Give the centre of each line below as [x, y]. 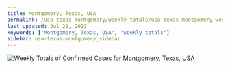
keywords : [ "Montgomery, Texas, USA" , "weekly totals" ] [88, 32]
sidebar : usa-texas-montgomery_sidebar [64, 39]
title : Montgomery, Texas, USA [52, 13]
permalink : [23, 20]
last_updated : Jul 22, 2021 [47, 26]
